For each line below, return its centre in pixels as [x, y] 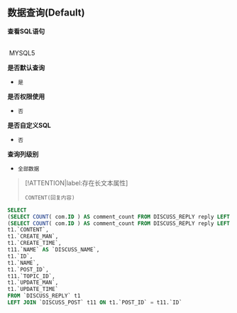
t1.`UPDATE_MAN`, [33, 282]
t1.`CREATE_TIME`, [34, 243]
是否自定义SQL [29, 125]
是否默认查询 [26, 67]
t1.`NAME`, [23, 263]
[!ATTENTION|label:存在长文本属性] [76, 182]
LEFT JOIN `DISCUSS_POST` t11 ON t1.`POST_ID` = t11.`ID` [95, 303]
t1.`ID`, [20, 256]
